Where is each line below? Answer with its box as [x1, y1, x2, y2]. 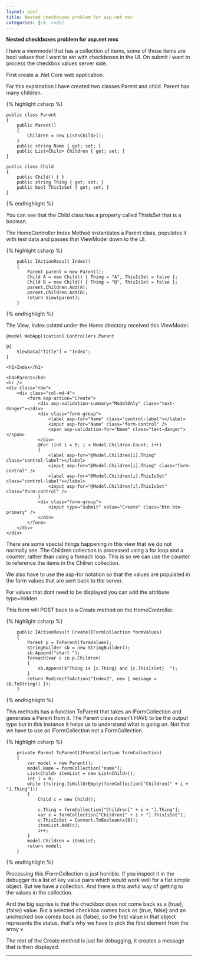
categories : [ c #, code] [6, 20, 65, 25]
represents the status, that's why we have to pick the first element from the [6, 919, 189, 926]
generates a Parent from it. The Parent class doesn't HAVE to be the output [6, 715, 189, 722]
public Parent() [16, 123, 57, 128]
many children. [6, 89, 42, 96]
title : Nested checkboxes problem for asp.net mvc [6, 14, 133, 20]
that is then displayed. [6, 944, 60, 951]
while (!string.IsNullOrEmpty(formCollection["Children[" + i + [27, 781, 189, 787]
